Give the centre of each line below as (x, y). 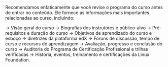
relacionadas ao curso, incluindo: (40, 18)
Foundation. (18, 60)
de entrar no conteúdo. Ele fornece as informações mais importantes (77, 13)
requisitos (16, 33)
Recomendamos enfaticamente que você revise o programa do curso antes (84, 7)
